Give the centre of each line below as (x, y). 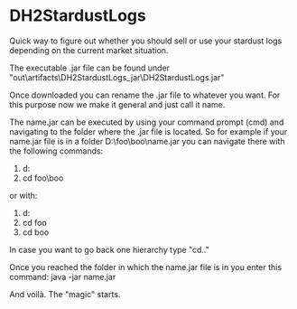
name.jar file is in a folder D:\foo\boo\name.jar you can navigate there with (148, 141)
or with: (23, 195)
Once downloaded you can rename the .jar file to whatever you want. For (145, 95)
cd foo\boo (43, 178)
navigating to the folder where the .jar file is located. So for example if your (148, 131)
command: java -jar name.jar (63, 276)
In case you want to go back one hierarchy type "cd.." (110, 249)
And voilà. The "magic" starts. (65, 294)
